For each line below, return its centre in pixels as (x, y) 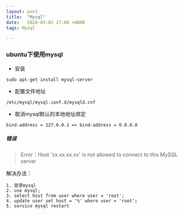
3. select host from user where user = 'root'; (65, 196)
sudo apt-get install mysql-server (50, 80)
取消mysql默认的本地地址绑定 (50, 114)
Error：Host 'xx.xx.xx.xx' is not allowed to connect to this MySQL (99, 154)
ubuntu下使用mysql (35, 54)
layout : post (22, 11)
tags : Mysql (21, 28)
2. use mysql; (23, 190)
